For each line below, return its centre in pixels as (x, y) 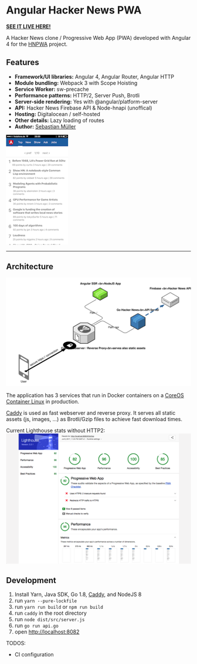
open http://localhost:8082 (47, 632)
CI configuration (34, 655)
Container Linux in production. (43, 401)
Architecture (30, 267)
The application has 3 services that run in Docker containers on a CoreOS (95, 395)
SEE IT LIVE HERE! (28, 26)
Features (23, 62)
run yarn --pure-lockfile (46, 601)
